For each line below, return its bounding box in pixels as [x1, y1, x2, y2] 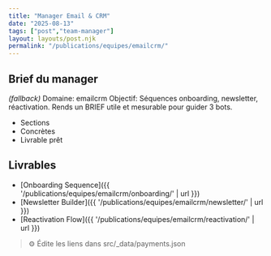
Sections [19, 117, 50, 127]
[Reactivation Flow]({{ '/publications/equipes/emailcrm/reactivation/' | [19, 214, 255, 224]
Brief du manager [8, 72, 99, 86]
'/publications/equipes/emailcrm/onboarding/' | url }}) [19, 188, 200, 198]
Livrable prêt [19, 134, 63, 144]
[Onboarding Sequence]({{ [19, 180, 110, 190]
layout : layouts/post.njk [8, 34, 96, 43]
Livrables [8, 159, 57, 173]
